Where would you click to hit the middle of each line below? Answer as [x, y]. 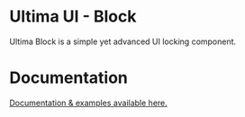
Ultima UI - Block [73, 17]
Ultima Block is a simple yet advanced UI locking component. [123, 41]
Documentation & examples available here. [89, 103]
